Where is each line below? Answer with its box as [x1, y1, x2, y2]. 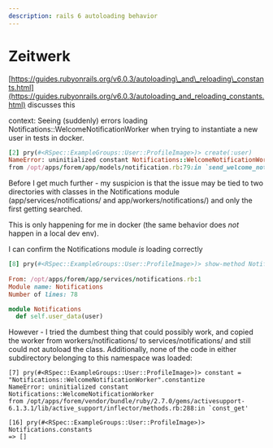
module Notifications [8, 305, 82, 313]
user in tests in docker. [8, 133, 84, 142]
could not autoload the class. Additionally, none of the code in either [8, 345, 237, 354]
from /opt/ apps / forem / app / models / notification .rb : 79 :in [8, 163, 201, 172]
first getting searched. [8, 204, 83, 214]
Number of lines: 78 [8, 290, 79, 298]
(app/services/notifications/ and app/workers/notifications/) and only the [8, 196, 253, 206]
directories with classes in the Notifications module [8, 187, 180, 197]
